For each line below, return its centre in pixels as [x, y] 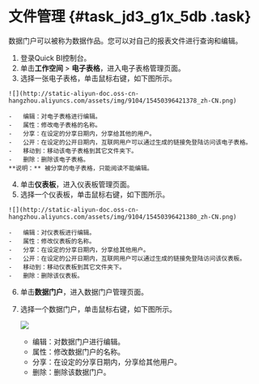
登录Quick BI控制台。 [55, 58]
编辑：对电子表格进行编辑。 [62, 116]
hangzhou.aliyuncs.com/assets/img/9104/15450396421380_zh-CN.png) [123, 217]
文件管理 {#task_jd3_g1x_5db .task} [130, 17]
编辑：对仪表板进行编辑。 [59, 232]
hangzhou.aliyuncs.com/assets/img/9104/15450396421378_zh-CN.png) [123, 101]
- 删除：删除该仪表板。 [46, 276]
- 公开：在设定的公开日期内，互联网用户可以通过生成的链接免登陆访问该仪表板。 [127, 258]
